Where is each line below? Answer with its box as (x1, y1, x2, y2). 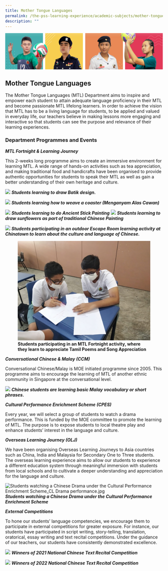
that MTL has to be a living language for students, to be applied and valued (5, 108, 160, 114)
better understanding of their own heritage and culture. (5, 179, 119, 185)
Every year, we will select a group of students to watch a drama (5, 411, 136, 417)
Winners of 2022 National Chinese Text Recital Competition (11, 560, 138, 566)
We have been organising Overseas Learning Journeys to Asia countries (5, 446, 154, 452)
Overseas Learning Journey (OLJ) (5, 436, 77, 442)
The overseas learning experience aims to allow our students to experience (5, 457, 160, 463)
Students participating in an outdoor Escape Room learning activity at (11, 225, 161, 231)
